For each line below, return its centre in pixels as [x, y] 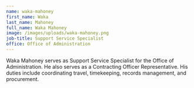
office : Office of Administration [48, 44]
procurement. [23, 79]
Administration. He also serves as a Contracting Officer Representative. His [97, 66]
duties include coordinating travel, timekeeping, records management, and [96, 73]
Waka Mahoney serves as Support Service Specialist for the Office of [90, 60]
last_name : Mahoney [30, 22]
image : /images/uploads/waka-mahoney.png [58, 33]
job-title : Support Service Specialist [55, 38]
